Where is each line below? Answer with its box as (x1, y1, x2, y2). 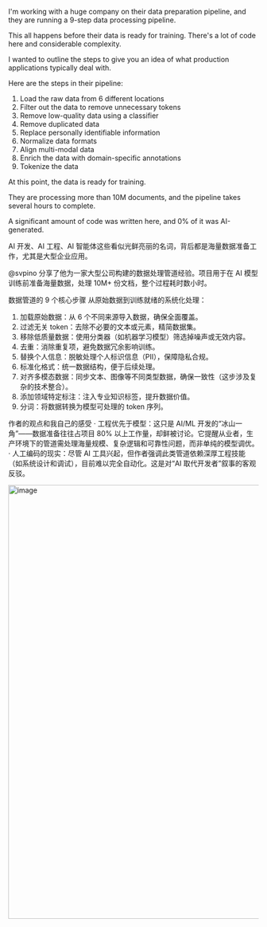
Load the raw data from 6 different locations (19, 94, 164, 103)
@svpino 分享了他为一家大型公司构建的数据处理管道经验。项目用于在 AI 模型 (8, 269, 258, 277)
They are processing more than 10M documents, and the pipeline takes (8, 193, 241, 202)
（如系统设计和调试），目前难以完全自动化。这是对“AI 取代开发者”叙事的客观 (8, 458, 257, 468)
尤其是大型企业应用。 (21, 251, 92, 261)
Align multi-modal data (19, 145, 95, 154)
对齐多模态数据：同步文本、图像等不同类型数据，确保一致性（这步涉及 (19, 372, 250, 381)
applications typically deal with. (8, 63, 111, 73)
